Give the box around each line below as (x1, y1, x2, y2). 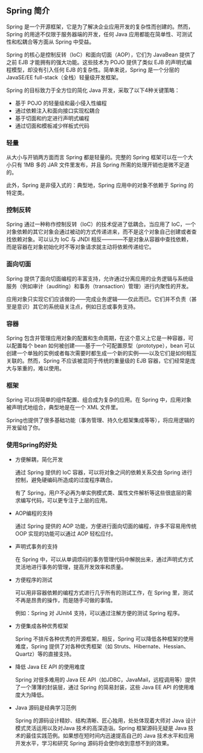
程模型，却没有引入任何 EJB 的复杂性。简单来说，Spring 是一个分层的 (6, 66, 180, 73)
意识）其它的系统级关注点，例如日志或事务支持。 (16, 303, 139, 310)
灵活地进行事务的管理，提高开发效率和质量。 (14, 563, 127, 570)
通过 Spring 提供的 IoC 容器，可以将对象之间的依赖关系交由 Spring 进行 (14, 469, 193, 476)
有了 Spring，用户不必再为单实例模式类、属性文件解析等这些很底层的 (14, 489, 187, 496)
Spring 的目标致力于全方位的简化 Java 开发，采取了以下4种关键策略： (6, 87, 180, 94)
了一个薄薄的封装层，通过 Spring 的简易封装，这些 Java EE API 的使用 (14, 683, 189, 691)
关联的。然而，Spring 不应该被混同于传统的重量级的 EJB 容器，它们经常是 (6, 357, 190, 364)
